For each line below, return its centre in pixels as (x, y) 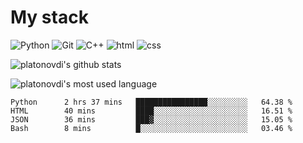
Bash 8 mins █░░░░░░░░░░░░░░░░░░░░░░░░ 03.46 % (151, 128)
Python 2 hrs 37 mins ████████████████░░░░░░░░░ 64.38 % (151, 102)
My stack (49, 17)
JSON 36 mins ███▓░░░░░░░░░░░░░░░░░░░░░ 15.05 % (151, 119)
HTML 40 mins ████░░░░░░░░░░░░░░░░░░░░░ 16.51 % (151, 111)
